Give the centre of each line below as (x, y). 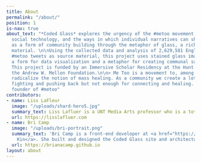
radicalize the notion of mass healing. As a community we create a (99, 78)
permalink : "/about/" (33, 17)
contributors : (24, 95)
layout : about (24, 150)
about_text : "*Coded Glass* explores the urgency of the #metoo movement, (101, 34)
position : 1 (21, 23)
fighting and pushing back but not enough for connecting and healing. (103, 84)
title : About (22, 12)
